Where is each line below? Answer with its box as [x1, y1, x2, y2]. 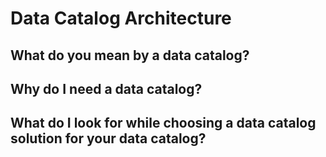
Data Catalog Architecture [10, 7, 232, 30]
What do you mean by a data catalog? [10, 47, 250, 64]
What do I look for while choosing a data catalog [10, 115, 317, 132]
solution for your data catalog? [10, 130, 207, 147]
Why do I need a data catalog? [10, 80, 203, 97]
